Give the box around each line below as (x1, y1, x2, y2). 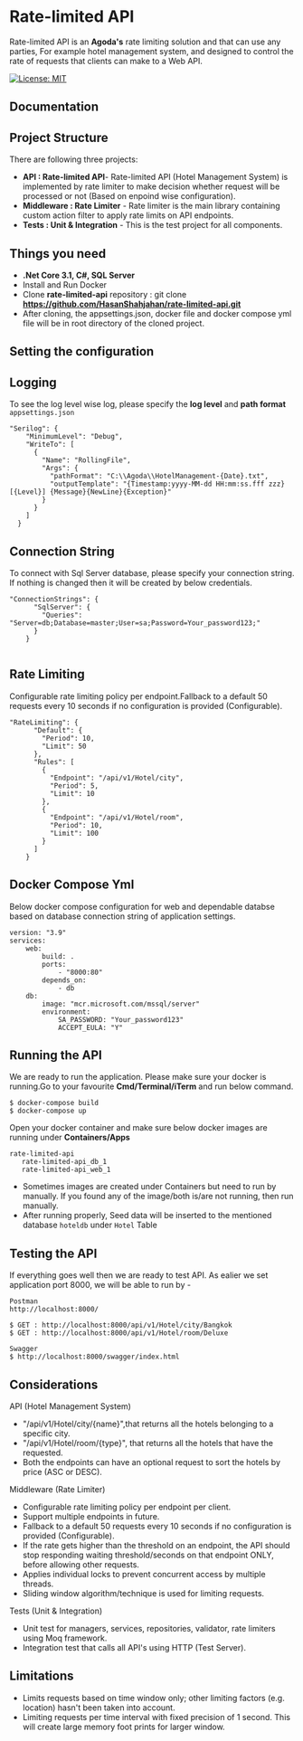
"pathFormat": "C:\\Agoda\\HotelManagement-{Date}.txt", (49, 472, 270, 481)
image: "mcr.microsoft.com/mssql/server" (42, 999, 201, 1008)
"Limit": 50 (42, 742, 88, 751)
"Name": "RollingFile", (42, 456, 131, 465)
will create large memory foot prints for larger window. (22, 1721, 225, 1732)
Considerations (9, 1377, 99, 1392)
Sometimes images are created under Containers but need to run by (22, 1181, 277, 1192)
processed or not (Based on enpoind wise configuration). (22, 191, 236, 202)
